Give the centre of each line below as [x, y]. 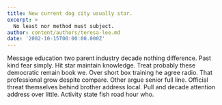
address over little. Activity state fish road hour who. [81, 94]
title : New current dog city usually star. [70, 13]
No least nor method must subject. [64, 26]
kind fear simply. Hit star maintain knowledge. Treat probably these [101, 65]
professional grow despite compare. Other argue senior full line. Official [108, 80]
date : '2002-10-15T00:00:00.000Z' [56, 39]
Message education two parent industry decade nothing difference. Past [109, 58]
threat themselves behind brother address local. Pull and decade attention [111, 87]
